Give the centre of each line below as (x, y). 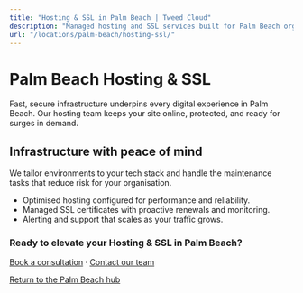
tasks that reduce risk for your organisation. (91, 183)
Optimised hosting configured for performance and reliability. (136, 200)
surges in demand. (44, 124)
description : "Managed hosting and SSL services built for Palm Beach (145, 26)
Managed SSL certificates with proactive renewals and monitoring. (146, 210)
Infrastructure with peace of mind (106, 151)
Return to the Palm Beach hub (65, 279)
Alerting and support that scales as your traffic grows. (123, 220)
